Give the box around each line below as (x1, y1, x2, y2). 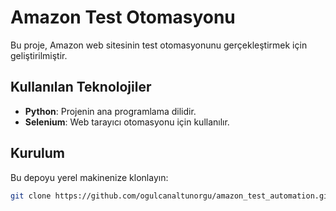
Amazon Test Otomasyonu (10, 6, 236, 29)
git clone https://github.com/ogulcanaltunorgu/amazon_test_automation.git (10, 191, 333, 201)
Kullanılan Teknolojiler (10, 79, 152, 96)
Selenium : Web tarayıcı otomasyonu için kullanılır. (24, 116, 230, 128)
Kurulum (10, 145, 66, 162)
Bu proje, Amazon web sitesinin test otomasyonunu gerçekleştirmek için (10, 39, 308, 51)
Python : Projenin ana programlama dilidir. (24, 105, 197, 117)
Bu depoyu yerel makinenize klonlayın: (10, 171, 169, 183)
